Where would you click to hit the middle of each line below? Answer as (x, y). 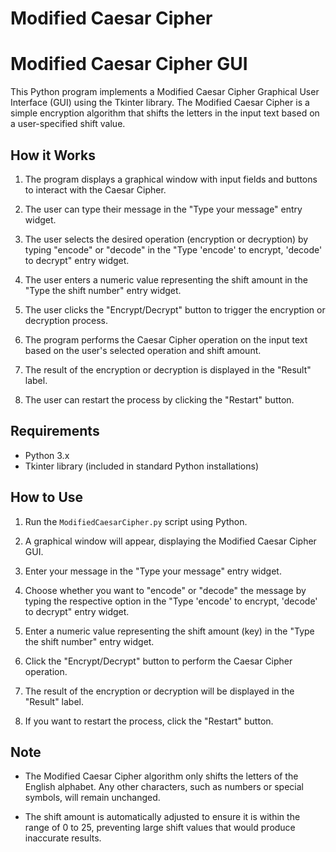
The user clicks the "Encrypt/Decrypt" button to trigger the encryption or (175, 309)
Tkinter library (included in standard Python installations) (142, 466)
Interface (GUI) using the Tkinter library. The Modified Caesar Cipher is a (160, 103)
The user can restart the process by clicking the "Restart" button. (159, 399)
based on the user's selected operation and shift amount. (143, 350)
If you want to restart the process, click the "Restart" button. (149, 721)
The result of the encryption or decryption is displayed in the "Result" (168, 369)
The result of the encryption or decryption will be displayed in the (159, 691)
